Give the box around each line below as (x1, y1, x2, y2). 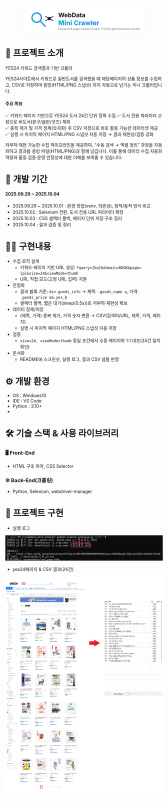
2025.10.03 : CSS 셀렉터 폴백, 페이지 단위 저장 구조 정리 (12, 215, 122, 221)
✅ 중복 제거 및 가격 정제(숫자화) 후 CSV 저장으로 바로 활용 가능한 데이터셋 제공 (5, 125, 158, 131)
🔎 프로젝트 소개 (5, 47, 64, 59)
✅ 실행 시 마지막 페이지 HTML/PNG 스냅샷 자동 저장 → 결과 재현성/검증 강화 (5, 131, 154, 137)
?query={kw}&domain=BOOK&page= (76, 265, 141, 270)
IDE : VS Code (12, 398, 41, 404)
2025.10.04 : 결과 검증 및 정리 (12, 221, 71, 227)
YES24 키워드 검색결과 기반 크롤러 (5, 65, 72, 71)
